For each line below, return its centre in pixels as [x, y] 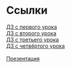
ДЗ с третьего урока [33, 39]
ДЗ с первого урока [32, 27]
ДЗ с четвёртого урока [35, 46]
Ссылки [27, 10]
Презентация [23, 58]
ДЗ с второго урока [31, 33]
